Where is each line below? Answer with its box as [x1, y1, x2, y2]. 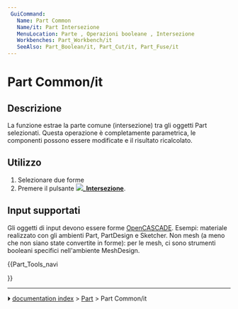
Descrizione [7, 102, 62, 114]
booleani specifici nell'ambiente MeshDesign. [7, 246, 140, 254]
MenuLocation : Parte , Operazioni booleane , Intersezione [16, 30, 195, 38]
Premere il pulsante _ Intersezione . [17, 184, 126, 193]
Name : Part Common [16, 17, 72, 24]
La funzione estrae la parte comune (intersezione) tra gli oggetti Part [7, 121, 208, 129]
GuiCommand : [10, 10, 46, 18]
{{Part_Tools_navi [7, 260, 58, 269]
